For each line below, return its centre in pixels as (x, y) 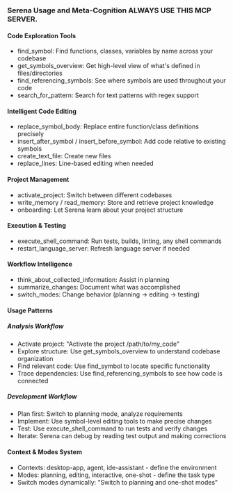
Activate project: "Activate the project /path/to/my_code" (98, 344)
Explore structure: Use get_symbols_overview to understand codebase (119, 351)
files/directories (40, 73)
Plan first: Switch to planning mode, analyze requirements (100, 414)
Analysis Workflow (35, 326)
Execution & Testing (37, 226)
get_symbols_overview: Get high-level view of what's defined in (109, 66)
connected (33, 381)
